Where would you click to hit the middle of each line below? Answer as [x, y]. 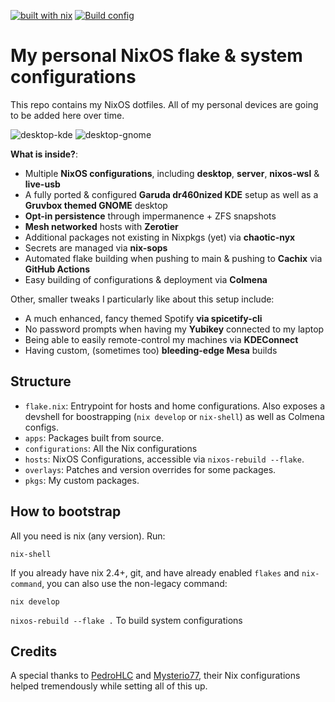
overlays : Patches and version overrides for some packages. [150, 469]
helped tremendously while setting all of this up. [109, 686]
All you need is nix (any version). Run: [88, 536]
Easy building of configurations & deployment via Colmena [146, 279]
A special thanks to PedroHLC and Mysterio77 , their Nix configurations [155, 676]
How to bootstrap [66, 511]
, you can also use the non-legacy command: [134, 583]
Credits [34, 651]
